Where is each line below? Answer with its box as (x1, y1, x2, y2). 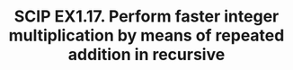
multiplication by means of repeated (8, 25, 285, 46)
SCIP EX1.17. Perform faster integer (13, 6, 280, 27)
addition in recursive (67, 45, 226, 65)
